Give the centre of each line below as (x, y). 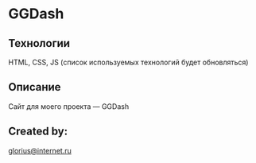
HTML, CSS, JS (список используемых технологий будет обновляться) (128, 62)
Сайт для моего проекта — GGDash (69, 106)
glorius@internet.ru (40, 150)
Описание (35, 87)
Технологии (39, 43)
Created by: (38, 132)
